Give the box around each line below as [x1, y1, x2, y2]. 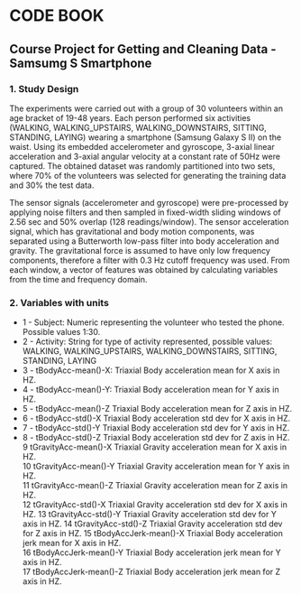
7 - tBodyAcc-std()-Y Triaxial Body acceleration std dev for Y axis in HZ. [22, 422, 290, 433]
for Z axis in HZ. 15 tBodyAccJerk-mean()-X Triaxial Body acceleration [22, 528, 284, 539]
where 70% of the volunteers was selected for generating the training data [9, 170, 287, 181]
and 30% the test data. [9, 180, 95, 190]
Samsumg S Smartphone [9, 55, 152, 70]
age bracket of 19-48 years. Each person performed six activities [9, 112, 251, 123]
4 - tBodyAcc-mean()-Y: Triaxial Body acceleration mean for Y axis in [22, 385, 279, 395]
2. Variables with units [9, 296, 110, 309]
